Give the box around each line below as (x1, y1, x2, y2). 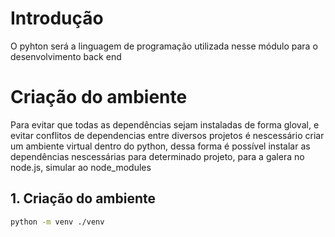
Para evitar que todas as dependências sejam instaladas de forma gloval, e (10, 118, 320, 131)
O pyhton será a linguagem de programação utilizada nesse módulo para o (10, 40, 318, 52)
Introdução (10, 7, 104, 30)
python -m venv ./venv (10, 217, 105, 227)
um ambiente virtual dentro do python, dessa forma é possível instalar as (10, 140, 311, 152)
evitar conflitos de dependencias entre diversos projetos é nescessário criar (10, 129, 325, 141)
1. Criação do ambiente (10, 190, 157, 207)
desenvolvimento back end (10, 50, 122, 62)
